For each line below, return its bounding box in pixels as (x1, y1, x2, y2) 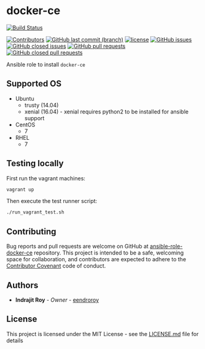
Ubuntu (15, 94, 35, 102)
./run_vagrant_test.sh (6, 209, 64, 215)
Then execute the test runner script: (6, 198, 98, 205)
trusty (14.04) (24, 101, 59, 109)
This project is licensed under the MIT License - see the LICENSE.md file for (6, 330, 199, 337)
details (6, 337, 23, 344)
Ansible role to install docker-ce (6, 61, 86, 68)
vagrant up (6, 186, 34, 193)
